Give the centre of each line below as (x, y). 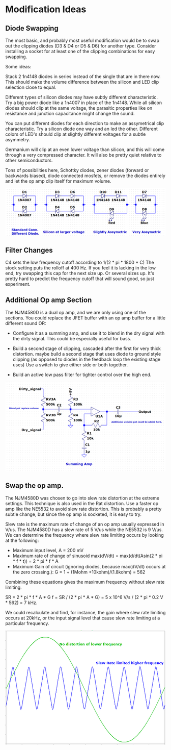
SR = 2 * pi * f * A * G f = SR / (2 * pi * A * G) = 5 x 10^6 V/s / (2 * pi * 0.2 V (84, 597)
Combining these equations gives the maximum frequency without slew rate (85, 582)
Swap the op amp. (34, 486)
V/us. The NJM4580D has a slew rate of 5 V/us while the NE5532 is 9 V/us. (84, 530)
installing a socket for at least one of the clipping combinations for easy (80, 51)
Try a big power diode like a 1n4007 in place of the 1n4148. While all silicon (83, 103)
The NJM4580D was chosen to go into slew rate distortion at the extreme (82, 498)
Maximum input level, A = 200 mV (48, 550)
